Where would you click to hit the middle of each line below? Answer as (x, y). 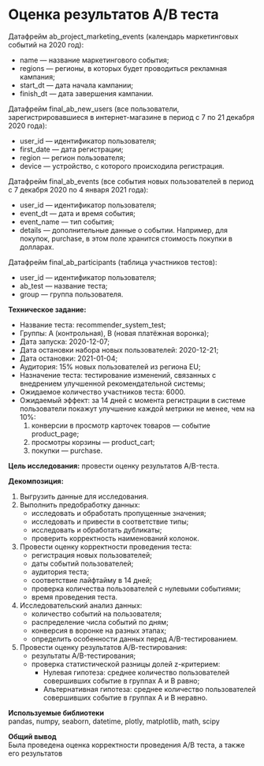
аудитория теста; (60, 572)
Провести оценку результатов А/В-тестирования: (103, 647)
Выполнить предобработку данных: (80, 504)
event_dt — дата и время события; (78, 213)
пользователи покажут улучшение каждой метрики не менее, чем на (137, 409)
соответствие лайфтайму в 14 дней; (91, 580)
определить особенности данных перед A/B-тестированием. (135, 639)
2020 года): (28, 125)
